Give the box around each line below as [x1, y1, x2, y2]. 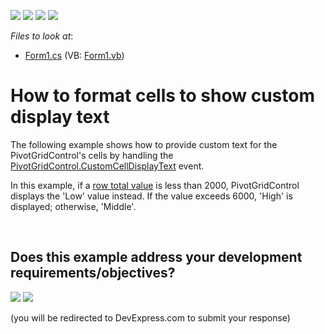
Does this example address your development [10, 249, 303, 266]
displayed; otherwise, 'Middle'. [10, 200, 137, 212]
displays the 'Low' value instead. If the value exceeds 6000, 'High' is [10, 190, 293, 202]
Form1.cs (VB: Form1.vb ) [24, 50, 125, 61]
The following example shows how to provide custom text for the [10, 138, 278, 150]
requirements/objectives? [10, 265, 176, 282]
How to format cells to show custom [10, 85, 315, 107]
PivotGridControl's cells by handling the [10, 149, 174, 161]
